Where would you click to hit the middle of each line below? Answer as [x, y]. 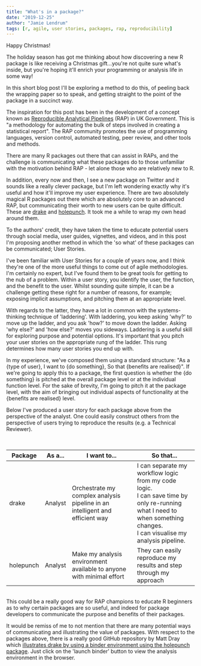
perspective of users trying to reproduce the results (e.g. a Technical [91, 423]
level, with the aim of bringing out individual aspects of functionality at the [97, 392]
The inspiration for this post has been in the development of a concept [93, 112]
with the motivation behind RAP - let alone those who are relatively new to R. [100, 168]
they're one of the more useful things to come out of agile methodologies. [97, 267]
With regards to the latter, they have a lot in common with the [81, 311]
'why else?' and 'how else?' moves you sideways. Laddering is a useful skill [99, 330]
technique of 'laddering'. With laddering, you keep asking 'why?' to [110, 317]
